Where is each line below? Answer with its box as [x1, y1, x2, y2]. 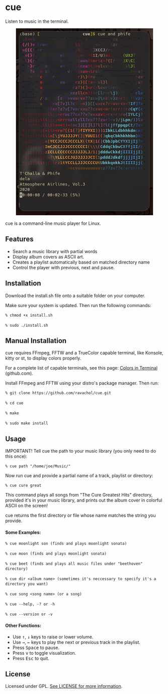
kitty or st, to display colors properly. [5, 355, 81, 361]
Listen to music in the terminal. [5, 18, 69, 24]
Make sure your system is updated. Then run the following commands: [5, 302, 152, 308]
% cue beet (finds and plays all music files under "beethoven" [5, 561, 143, 567]
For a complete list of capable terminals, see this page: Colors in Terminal [5, 365, 157, 371]
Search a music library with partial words [12, 248, 98, 254]
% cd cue [5, 401, 24, 406]
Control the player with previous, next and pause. [12, 264, 115, 270]
